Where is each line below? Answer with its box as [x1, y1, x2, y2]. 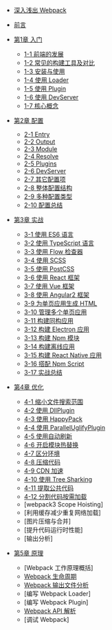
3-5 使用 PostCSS [23, 265, 75, 273]
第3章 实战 [13, 216, 44, 224]
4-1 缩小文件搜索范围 [23, 397, 84, 406]
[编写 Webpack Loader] [23, 589, 91, 598]
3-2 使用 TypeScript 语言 [23, 239, 95, 247]
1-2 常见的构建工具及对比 [23, 59, 95, 67]
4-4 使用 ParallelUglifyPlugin [23, 424, 106, 431]
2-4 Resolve [23, 152, 59, 160]
